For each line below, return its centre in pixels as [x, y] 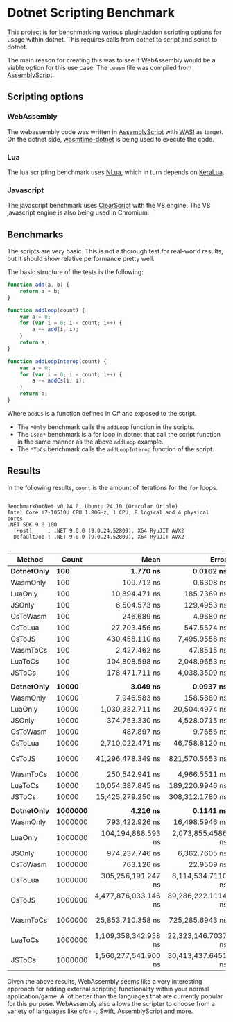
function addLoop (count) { [46, 310]
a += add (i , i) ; [55, 330]
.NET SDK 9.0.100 [32, 525]
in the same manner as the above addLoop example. [90, 442]
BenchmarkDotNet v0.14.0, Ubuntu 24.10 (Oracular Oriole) [93, 506]
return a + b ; [40, 291]
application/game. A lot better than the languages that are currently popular [115, 996]
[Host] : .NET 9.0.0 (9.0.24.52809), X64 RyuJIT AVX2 [99, 530]
